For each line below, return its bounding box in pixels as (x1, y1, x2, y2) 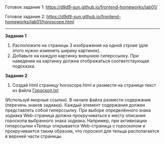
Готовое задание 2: (5, 14, 46, 19)
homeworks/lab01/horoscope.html (5, 19, 75, 24)
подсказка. (12, 63, 36, 69)
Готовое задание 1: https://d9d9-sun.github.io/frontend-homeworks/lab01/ (5, 4, 158, 10)
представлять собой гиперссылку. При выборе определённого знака (5, 107, 151, 113)
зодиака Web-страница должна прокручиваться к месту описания (5, 113, 146, 118)
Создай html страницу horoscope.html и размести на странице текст (12, 82, 156, 88)
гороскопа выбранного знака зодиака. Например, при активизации (5, 118, 147, 123)
